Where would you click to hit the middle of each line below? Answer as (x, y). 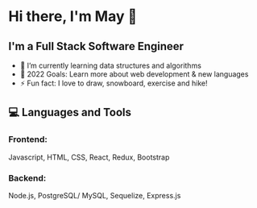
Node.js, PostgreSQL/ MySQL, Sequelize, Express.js (95, 195)
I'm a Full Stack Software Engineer (96, 46)
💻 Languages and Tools (70, 112)
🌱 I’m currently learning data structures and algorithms (110, 65)
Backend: (27, 178)
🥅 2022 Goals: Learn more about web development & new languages (134, 74)
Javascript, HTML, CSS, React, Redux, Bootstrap (89, 157)
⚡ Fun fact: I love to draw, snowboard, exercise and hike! (114, 83)
